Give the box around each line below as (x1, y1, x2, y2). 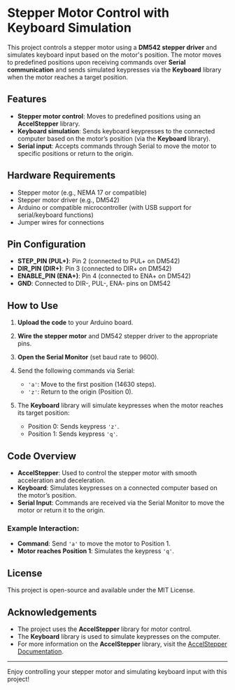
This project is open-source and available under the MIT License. (7, 586, 195, 595)
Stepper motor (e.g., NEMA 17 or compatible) (17, 188, 147, 197)
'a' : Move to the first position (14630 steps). (27, 380, 157, 389)
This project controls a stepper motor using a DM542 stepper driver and (7, 43, 218, 51)
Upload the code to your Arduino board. (17, 318, 134, 327)
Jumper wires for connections (17, 218, 105, 226)
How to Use (7, 300, 59, 312)
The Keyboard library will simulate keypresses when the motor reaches (17, 402, 224, 410)
